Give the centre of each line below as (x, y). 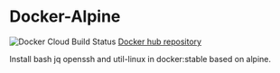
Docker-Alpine (65, 17)
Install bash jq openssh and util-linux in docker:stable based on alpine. (140, 59)
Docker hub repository (159, 41)
